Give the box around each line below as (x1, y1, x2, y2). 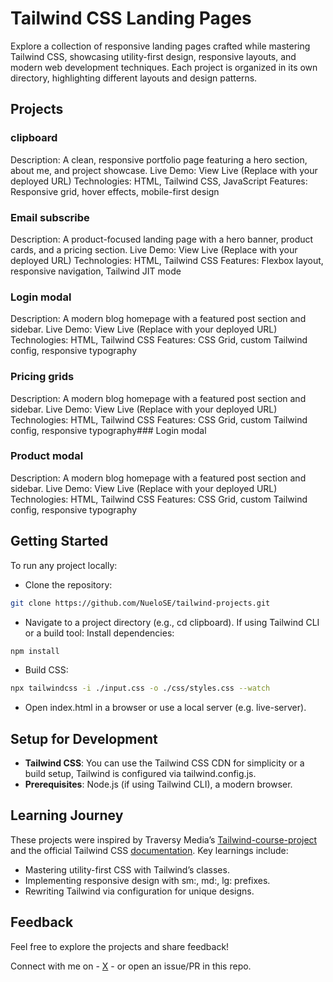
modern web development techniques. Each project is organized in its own (10, 61, 318, 73)
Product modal (10, 449, 84, 463)
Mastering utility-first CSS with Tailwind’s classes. (24, 863, 230, 876)
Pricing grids (10, 370, 75, 384)
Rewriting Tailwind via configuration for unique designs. (24, 885, 255, 897)
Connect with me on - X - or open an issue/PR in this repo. (10, 960, 252, 972)
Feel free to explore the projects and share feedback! (10, 940, 230, 952)
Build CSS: (24, 664, 69, 676)
